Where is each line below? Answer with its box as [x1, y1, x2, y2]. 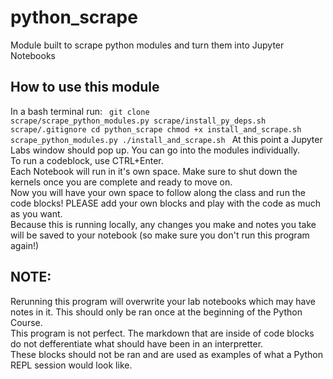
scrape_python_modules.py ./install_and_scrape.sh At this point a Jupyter [10, 133, 323, 145]
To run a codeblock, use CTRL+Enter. [10, 154, 164, 166]
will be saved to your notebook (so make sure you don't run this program [10, 229, 310, 241]
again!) [10, 239, 40, 251]
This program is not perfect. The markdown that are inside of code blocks [10, 327, 315, 339]
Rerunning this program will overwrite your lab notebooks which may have [10, 295, 317, 307]
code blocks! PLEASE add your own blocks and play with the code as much [10, 197, 322, 209]
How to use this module [10, 79, 160, 96]
